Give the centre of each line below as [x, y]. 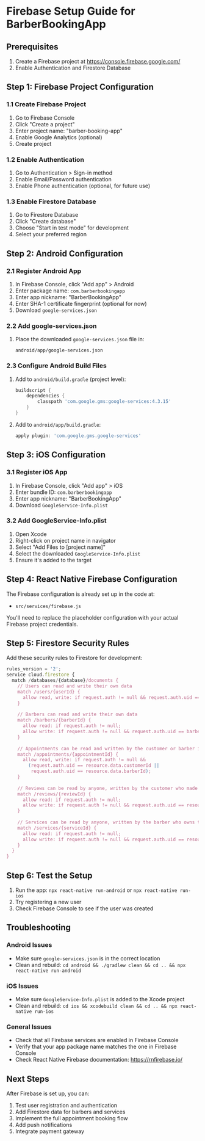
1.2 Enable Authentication [45, 159]
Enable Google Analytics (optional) [59, 137]
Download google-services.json [56, 310]
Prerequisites [32, 47]
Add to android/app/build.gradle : [58, 424]
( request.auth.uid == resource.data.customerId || [94, 766]
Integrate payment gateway [49, 1131]
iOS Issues [22, 986]
